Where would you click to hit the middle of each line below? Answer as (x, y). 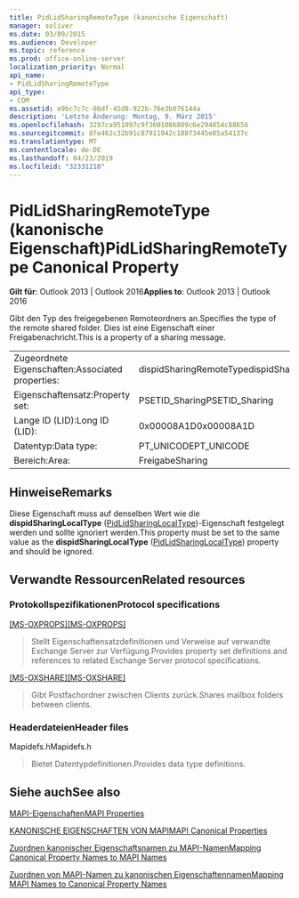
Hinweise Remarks (61, 492)
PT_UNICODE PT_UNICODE (194, 446)
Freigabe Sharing (173, 461)
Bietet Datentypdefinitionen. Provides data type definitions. (138, 764)
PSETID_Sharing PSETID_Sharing (206, 400)
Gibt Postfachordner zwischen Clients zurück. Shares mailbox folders (157, 694)
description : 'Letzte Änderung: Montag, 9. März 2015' (113, 117)
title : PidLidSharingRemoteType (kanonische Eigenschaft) (119, 17)
